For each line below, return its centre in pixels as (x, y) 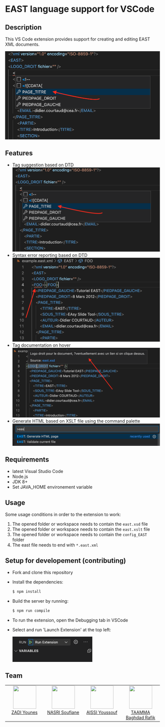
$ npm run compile (31, 611)
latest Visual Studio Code (38, 472)
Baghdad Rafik (141, 718)
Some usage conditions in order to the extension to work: (63, 514)
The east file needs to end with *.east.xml (55, 545)
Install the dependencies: (38, 582)
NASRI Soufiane (63, 712)
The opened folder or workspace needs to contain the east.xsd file (80, 524)
